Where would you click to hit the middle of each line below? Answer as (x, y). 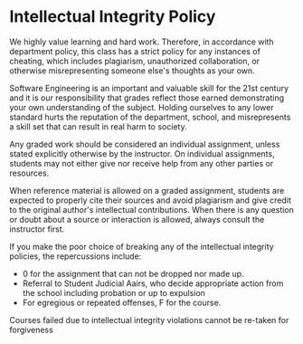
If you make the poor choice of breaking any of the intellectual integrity (142, 246)
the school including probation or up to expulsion (114, 292)
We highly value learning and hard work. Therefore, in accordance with (142, 42)
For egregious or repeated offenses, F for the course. (122, 302)
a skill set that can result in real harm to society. (98, 126)
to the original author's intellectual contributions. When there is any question (151, 209)
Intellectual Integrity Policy (113, 17)
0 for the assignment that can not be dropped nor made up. (133, 273)
